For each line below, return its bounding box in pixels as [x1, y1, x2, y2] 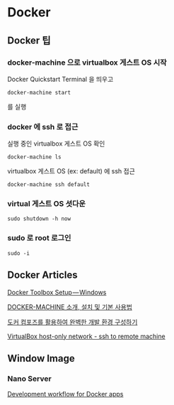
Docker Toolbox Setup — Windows [7, 288, 107, 296]
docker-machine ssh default [7, 181, 91, 188]
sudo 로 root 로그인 [7, 233, 71, 243]
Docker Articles [7, 269, 78, 281]
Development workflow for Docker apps [7, 390, 124, 399]
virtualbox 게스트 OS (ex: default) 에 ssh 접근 [7, 167, 136, 175]
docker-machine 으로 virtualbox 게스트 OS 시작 [7, 58, 168, 67]
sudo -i [7, 249, 30, 256]
